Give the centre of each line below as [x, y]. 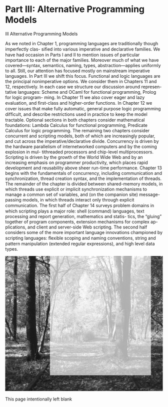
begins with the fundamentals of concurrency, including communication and [84, 173]
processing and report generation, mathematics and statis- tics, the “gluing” [83, 216]
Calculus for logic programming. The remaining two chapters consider [77, 130]
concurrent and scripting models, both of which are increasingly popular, [80, 136]
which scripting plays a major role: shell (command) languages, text [75, 211]
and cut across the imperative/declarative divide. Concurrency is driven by [82, 141]
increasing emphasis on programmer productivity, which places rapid [77, 162]
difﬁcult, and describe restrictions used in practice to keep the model [76, 114]
